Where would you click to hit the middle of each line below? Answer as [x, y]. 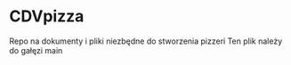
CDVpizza [47, 16]
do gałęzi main [36, 50]
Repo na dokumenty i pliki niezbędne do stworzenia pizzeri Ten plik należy [146, 41]
